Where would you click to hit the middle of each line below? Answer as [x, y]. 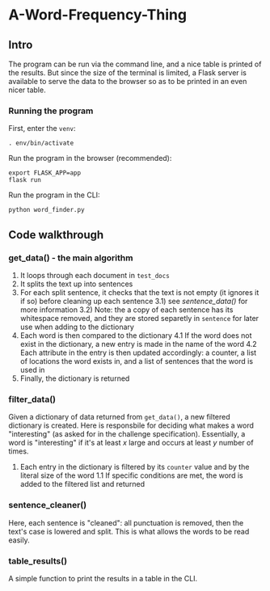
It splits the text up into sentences [76, 284]
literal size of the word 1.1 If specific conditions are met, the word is [132, 475]
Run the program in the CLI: [54, 195]
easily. [19, 540]
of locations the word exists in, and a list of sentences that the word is [136, 361]
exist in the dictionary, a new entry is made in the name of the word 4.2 [138, 344]
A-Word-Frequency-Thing [98, 15]
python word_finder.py [46, 210]
